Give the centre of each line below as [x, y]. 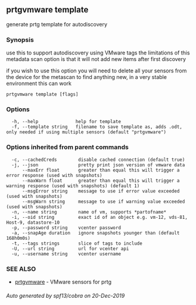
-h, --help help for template [66, 122]
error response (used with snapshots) [54, 175]
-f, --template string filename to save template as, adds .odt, [97, 127]
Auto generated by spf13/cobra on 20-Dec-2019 [66, 295]
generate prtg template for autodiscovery [57, 24]
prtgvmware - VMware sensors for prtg [63, 282]
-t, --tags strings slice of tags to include [77, 243]
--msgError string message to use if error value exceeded [101, 191]
